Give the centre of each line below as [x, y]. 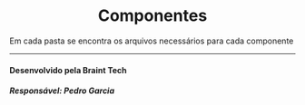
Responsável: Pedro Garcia [62, 91]
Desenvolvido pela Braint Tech [68, 70]
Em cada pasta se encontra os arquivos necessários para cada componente [152, 41]
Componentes [152, 16]
